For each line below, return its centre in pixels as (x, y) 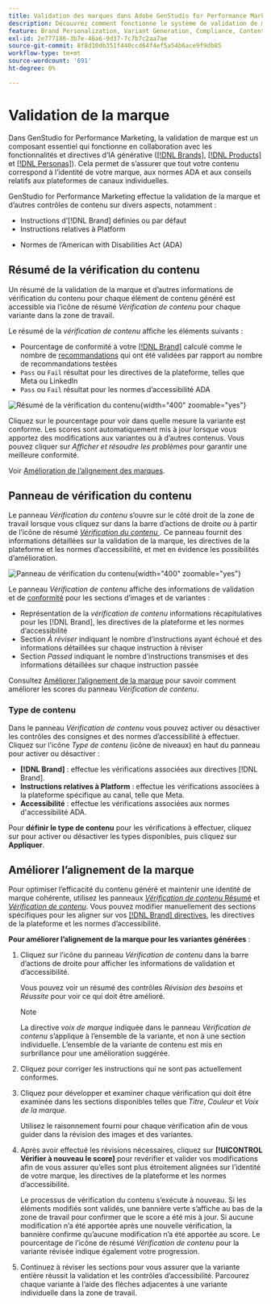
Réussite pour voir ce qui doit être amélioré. (92, 997)
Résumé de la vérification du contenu (104, 270)
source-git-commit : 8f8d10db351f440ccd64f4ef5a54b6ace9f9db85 (115, 46)
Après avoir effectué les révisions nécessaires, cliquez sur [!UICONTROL (141, 1150)
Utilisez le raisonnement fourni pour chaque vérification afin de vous (134, 1126)
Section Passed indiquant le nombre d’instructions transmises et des (134, 656)
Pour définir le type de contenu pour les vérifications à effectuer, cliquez (130, 827)
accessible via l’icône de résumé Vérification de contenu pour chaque (124, 307)
